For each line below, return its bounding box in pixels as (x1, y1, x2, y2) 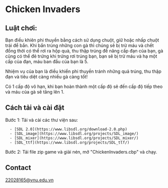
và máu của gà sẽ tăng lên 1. (5, 89, 65, 95)
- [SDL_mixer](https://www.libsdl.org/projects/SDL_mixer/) (10, 135, 139, 140)
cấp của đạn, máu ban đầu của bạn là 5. (5, 59, 89, 64)
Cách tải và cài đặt (5, 104, 65, 112)
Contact (5, 163, 31, 172)
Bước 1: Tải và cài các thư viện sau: (5, 117, 78, 123)
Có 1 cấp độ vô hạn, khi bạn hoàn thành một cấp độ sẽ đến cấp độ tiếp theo (5, 83, 163, 89)
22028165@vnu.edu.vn (5, 177, 54, 183)
